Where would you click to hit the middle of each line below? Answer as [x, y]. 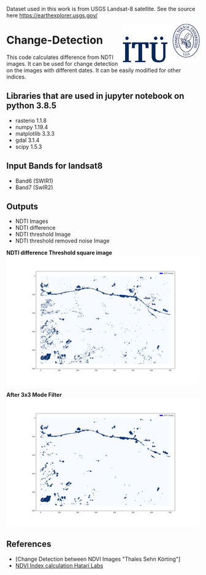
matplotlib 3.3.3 [35, 133]
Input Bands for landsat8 [55, 166]
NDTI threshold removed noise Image [62, 241]
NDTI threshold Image [43, 234]
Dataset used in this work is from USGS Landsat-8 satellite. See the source [101, 9]
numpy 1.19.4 [32, 127]
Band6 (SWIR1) [34, 181]
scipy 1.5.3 [29, 146]
